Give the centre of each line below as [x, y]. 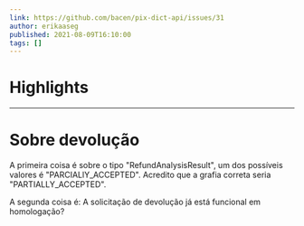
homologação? [37, 212]
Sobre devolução [75, 140]
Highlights [49, 88]
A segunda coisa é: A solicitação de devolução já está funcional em [135, 202]
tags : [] [26, 43]
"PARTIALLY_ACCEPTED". [58, 184]
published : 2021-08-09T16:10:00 [70, 34]
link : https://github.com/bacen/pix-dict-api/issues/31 [117, 18]
